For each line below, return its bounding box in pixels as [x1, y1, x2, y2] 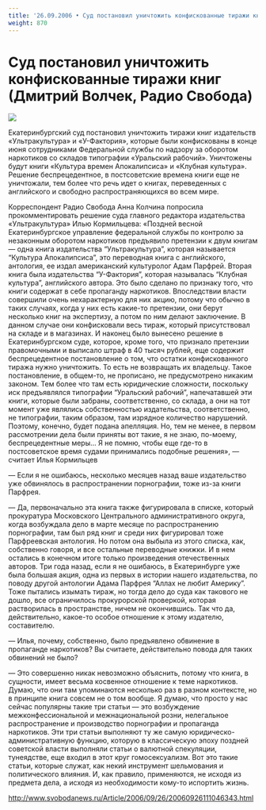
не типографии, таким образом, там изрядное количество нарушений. [8, 413, 248, 423]
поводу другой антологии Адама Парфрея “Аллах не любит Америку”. [8, 578, 245, 588]
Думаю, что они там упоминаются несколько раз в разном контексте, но [8, 685, 257, 695]
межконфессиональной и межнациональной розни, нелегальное [8, 711, 229, 720]
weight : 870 [8, 19, 47, 27]
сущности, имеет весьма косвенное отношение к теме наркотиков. [8, 677, 238, 686]
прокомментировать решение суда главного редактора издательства [8, 211, 245, 221]
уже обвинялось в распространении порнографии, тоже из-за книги [8, 479, 241, 489]
